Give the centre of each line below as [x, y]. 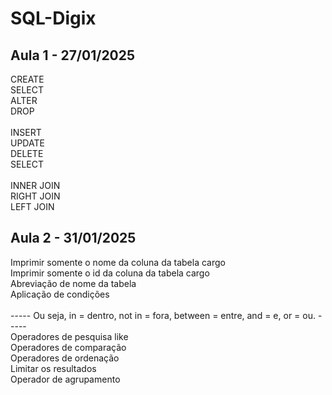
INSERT [26, 132]
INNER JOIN [35, 185]
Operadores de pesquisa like [69, 336]
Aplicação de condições [60, 294]
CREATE [27, 79]
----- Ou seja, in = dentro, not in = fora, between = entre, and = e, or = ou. [163, 315]
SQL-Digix [53, 18]
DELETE [27, 153]
